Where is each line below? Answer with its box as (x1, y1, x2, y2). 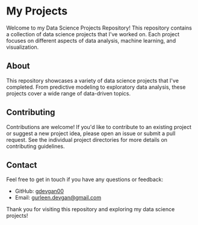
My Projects (6, 4, 68, 18)
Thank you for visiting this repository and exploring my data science (6, 206, 175, 213)
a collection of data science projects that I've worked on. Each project (6, 30, 180, 37)
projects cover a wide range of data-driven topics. (6, 89, 131, 97)
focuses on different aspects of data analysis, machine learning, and (6, 37, 176, 44)
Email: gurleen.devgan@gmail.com (14, 194, 101, 201)
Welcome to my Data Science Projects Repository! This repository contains (6, 24, 193, 31)
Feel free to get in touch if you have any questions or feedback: (6, 176, 164, 183)
